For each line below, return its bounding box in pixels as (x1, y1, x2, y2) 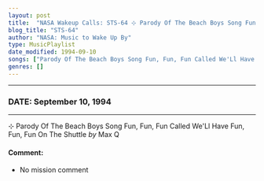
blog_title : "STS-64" (8, 26, 79, 34)
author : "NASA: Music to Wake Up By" (8, 33, 132, 42)
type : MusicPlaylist (8, 41, 76, 49)
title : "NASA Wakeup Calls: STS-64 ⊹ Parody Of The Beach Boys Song (8, 19, 242, 27)
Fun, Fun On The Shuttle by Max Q (8, 130, 120, 139)
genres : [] (8, 63, 44, 71)
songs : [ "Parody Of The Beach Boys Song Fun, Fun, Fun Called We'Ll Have (8, 56, 255, 64)
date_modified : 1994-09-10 (8, 48, 97, 56)
